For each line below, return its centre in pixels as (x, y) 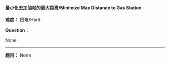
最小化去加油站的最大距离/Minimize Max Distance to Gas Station (73, 7)
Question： (17, 30)
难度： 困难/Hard (23, 19)
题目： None (18, 55)
